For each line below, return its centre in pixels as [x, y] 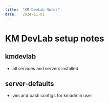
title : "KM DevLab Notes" [33, 10]
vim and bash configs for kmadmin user [52, 96]
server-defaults [30, 84]
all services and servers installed [45, 68]
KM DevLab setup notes [54, 39]
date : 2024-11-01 [25, 14]
